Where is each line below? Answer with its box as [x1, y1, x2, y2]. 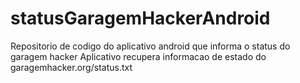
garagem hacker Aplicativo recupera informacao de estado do [10, 50, 267, 62]
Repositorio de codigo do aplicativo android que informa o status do [10, 40, 291, 52]
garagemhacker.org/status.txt [10, 61, 133, 73]
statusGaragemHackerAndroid [10, 7, 271, 30]
